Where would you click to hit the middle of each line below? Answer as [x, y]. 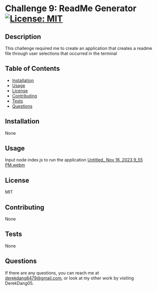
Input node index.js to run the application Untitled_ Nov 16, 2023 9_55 [74, 160]
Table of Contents [33, 69]
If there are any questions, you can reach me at [52, 273]
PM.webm [15, 165]
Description [23, 37]
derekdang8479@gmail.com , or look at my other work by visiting [70, 278]
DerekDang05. [19, 283]
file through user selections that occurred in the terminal [61, 53]
